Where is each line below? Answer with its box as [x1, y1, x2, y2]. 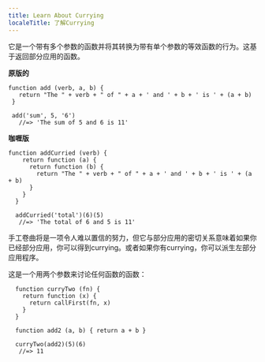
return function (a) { [22, 155, 97, 164]
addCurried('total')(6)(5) [15, 211, 104, 219]
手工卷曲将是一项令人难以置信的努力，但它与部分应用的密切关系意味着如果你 [8, 233, 257, 242]
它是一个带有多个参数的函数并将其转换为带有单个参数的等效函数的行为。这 [8, 41, 250, 51]
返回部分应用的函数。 [14, 51, 84, 61]
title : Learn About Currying [8, 11, 104, 20]
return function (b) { [28, 162, 104, 170]
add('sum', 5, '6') [11, 111, 77, 119]
